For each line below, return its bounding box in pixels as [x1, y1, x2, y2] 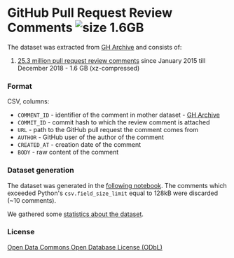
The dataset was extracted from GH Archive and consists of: [7, 43, 182, 51]
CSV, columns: [7, 97, 50, 106]
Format [7, 81, 33, 91]
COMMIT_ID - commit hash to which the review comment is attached [17, 118, 210, 127]
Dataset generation [7, 166, 75, 175]
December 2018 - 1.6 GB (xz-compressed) [17, 64, 140, 72]
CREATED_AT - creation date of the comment [17, 141, 142, 149]
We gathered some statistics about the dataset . [7, 210, 144, 218]
